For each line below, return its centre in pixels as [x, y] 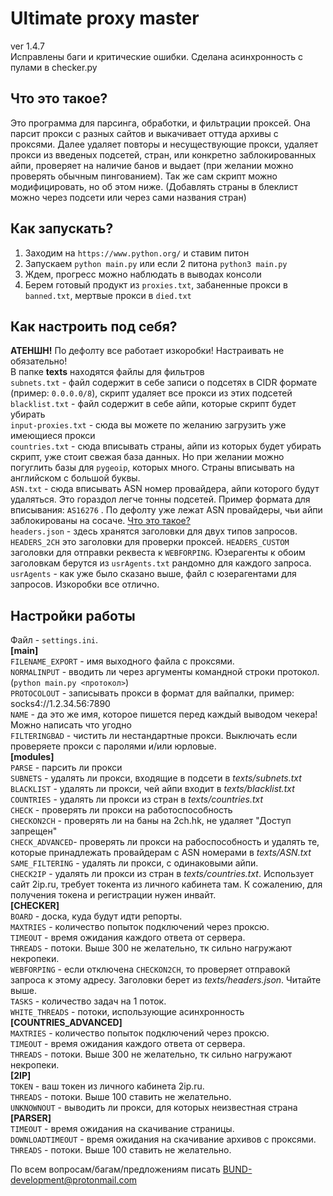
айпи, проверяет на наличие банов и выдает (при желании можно [152, 165]
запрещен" [34, 831]
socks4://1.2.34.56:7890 [60, 704]
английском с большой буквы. [75, 478]
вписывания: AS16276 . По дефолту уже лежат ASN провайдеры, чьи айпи [166, 510]
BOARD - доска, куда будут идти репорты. [96, 916]
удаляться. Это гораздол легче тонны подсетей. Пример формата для [160, 499]
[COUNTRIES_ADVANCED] [66, 1023]
